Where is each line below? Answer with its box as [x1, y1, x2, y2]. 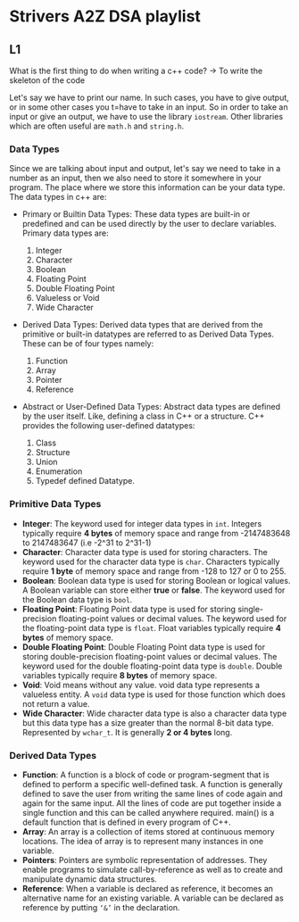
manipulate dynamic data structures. [21, 873, 158, 885]
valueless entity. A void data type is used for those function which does [21, 689, 286, 700]
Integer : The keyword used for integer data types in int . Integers [21, 518, 262, 528]
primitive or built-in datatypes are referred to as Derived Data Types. [21, 328, 275, 340]
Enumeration [35, 466, 83, 477]
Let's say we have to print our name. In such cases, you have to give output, [9, 92, 290, 103]
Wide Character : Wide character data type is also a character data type [21, 708, 287, 718]
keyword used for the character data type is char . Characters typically [21, 556, 280, 567]
